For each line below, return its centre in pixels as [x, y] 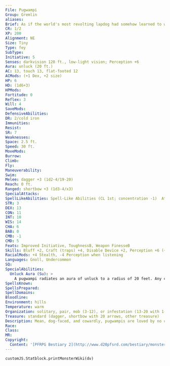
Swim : [11, 175]
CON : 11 [13, 213]
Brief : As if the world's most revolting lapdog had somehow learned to [83, 24]
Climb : [12, 161]
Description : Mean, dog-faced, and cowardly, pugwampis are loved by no [83, 321]
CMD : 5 [12, 241]
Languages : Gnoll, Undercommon [38, 260]
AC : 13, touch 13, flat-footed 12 [42, 71]
